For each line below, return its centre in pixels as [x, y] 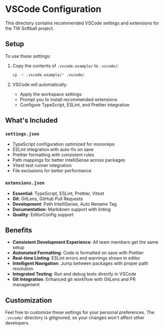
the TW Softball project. [29, 28]
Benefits [19, 230]
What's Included [31, 121]
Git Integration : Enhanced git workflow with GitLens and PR [74, 279]
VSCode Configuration [53, 9]
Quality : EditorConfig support [43, 214]
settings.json [22, 134]
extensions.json [25, 183]
